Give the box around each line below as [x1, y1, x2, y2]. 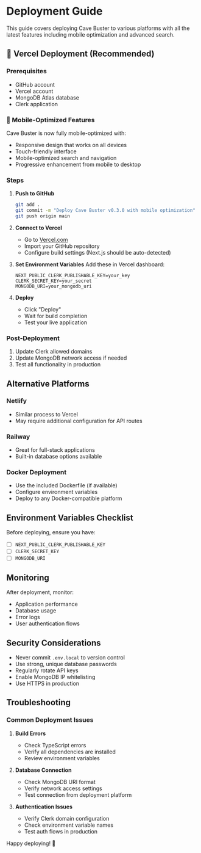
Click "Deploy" [24, 305, 62, 313]
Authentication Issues [15, 803, 73, 810]
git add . [15, 201, 41, 208]
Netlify [6, 397, 27, 405]
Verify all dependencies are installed [24, 748, 116, 755]
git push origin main [15, 212, 70, 219]
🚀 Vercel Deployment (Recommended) [6, 49, 155, 59]
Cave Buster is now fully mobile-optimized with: [6, 129, 127, 137]
